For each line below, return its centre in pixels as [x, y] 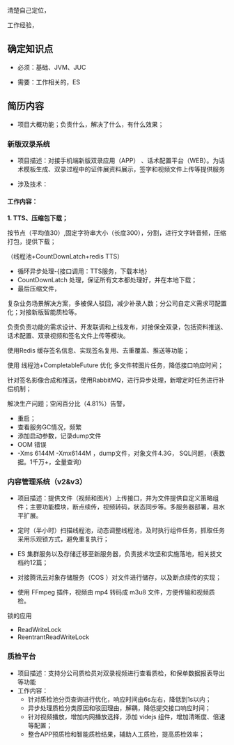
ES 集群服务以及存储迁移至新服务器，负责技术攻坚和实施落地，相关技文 [120, 554]
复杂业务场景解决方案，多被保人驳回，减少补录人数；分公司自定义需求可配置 [117, 304]
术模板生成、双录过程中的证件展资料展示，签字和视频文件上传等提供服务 [121, 169]
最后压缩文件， [39, 289]
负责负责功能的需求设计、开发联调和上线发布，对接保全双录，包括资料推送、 [117, 327]
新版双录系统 [29, 144]
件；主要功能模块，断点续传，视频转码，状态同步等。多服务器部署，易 [118, 507]
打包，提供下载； [32, 242]
